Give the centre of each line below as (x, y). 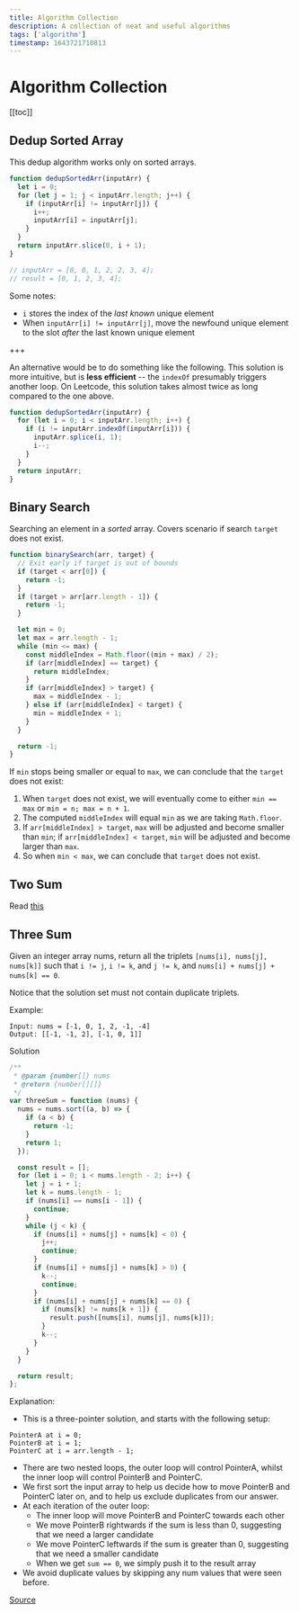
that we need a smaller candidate (97, 1554)
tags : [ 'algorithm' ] (48, 34)
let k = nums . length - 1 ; (74, 1193)
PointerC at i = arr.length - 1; (72, 1451)
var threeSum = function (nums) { (74, 1101)
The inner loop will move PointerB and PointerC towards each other (160, 1516)
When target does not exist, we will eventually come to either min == (149, 799)
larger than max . (51, 847)
